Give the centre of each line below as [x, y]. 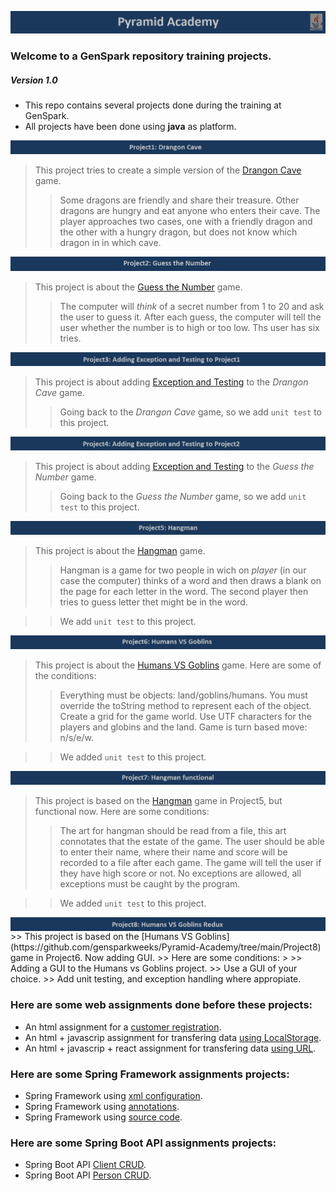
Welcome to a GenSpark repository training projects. [141, 56]
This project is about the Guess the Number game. [138, 287]
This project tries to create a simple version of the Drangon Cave [168, 170]
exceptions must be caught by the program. [150, 884]
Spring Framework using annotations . [102, 1107]
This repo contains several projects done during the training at [153, 105]
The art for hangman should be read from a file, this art [173, 831]
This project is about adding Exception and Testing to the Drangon [171, 382]
